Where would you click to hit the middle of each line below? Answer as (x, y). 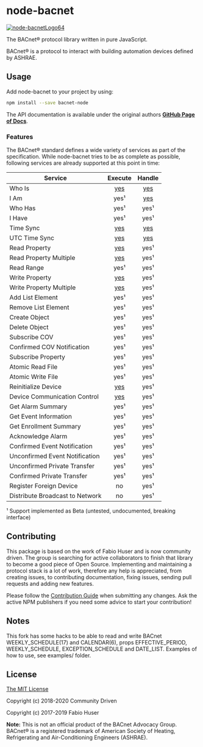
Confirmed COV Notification (49, 347)
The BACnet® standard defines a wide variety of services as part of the (96, 150)
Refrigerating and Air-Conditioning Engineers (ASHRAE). (77, 738)
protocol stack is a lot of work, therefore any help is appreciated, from (94, 571)
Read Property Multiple (42, 258)
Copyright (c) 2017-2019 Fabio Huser (53, 713)
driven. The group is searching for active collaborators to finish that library (100, 558)
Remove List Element (39, 307)
